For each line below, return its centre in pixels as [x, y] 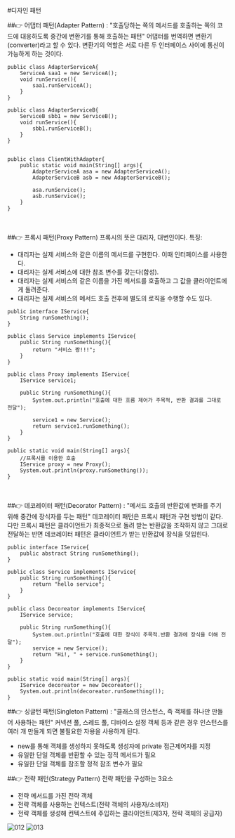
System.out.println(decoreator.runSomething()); [92, 691]
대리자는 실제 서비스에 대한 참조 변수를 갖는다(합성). [88, 272]
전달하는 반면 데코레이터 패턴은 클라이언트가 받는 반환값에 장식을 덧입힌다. [108, 534]
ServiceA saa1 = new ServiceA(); [69, 73]
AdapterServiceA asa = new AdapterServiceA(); [102, 171]
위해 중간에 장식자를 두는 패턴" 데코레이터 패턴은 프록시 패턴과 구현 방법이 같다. [115, 516]
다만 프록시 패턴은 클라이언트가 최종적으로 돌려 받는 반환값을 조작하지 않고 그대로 [118, 525]
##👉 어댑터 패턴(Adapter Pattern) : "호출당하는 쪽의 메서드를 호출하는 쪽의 [112, 25]
